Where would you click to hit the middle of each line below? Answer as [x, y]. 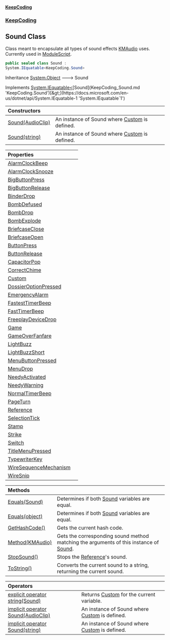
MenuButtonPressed [32, 361]
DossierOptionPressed [35, 287]
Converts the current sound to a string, [103, 565]
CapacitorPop [24, 262]
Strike [15, 435]
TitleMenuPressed [30, 451]
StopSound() [23, 557]
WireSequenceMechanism [39, 467]
